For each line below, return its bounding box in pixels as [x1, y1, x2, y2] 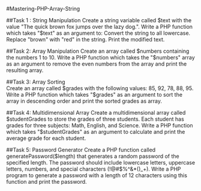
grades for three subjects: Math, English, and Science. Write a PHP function [6, 122, 193, 129]
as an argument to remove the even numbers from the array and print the [6, 60, 187, 67]
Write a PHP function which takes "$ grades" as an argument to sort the [6, 91, 183, 98]
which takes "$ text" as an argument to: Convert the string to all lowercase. [6, 29, 191, 37]
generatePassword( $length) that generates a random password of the [6, 153, 180, 160]
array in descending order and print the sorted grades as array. [6, 97, 163, 105]
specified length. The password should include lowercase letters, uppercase [6, 159, 196, 166]
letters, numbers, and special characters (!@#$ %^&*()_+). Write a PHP [6, 165, 181, 172]
